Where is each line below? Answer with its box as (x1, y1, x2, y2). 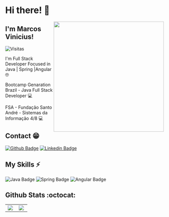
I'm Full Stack (5, 55, 34, 61)
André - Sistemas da (5, 110, 48, 115)
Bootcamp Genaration (5, 82, 51, 88)
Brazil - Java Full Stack (5, 87, 53, 93)
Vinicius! (5, 32, 34, 41)
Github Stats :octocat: (5, 191, 76, 199)
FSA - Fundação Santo (5, 104, 52, 110)
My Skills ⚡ (5, 161, 40, 169)
